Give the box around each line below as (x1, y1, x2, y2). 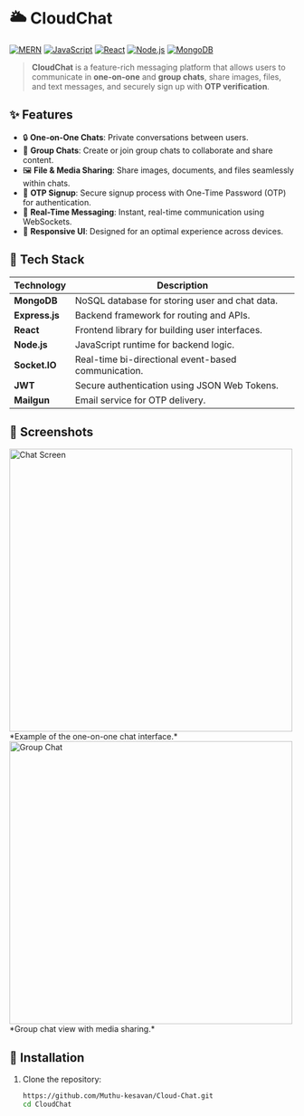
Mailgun (14, 394, 50, 406)
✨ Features (9, 107, 73, 123)
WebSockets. (22, 215, 72, 227)
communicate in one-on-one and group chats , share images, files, (31, 71, 282, 82)
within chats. (22, 177, 71, 188)
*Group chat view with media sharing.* (9, 1024, 156, 1035)
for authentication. (22, 196, 92, 207)
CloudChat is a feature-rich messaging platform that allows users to (31, 62, 287, 72)
